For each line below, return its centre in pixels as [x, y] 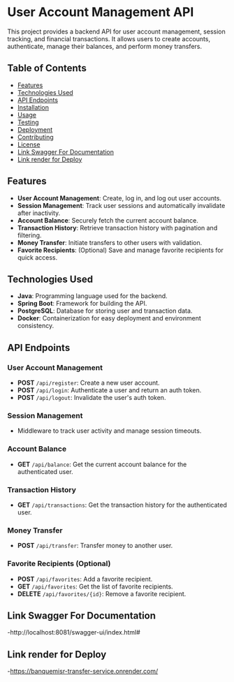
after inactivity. [39, 213]
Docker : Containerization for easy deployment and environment [109, 318]
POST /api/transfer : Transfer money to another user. [95, 546]
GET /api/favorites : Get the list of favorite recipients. [95, 586]
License [29, 144]
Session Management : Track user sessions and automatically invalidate [121, 205]
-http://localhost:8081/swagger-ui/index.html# [74, 632]
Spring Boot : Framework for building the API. [82, 304]
